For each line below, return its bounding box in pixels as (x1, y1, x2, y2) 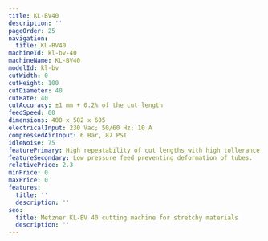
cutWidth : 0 (8, 71, 48, 80)
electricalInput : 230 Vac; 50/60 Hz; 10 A (8, 124, 152, 132)
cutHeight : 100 (8, 79, 59, 87)
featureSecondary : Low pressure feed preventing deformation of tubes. (8, 153, 253, 161)
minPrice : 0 (8, 169, 48, 177)
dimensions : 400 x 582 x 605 (8, 116, 106, 125)
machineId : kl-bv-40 (8, 49, 78, 57)
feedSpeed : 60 (8, 109, 56, 117)
